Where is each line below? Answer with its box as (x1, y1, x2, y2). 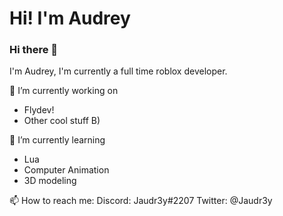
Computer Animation (23, 164, 110, 176)
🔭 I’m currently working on (9, 85, 119, 97)
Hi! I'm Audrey (9, 7, 131, 30)
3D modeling (23, 175, 77, 187)
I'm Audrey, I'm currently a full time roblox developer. (9, 65, 228, 77)
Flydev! (23, 104, 55, 116)
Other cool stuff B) (23, 115, 101, 127)
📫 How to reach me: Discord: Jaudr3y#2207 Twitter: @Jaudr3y (9, 195, 273, 207)
